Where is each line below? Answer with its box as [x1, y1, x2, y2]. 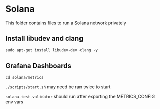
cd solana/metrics [5, 75, 44, 80]
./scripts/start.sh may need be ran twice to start [5, 84, 111, 90]
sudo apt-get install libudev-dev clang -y [5, 47, 98, 53]
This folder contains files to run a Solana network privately [5, 20, 127, 26]
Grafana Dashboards [5, 62, 72, 70]
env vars [5, 99, 24, 105]
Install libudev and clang [5, 34, 84, 43]
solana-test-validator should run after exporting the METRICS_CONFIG [5, 93, 155, 99]
